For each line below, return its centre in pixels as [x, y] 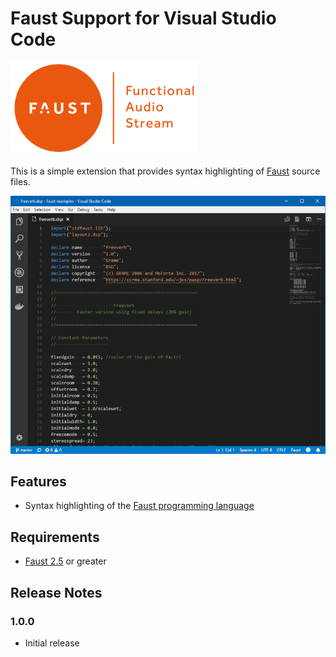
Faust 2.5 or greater [65, 561]
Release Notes [56, 592]
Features [38, 481]
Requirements [55, 537]
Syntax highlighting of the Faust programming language [139, 506]
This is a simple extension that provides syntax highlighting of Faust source [165, 171]
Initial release [52, 643]
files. [20, 181]
